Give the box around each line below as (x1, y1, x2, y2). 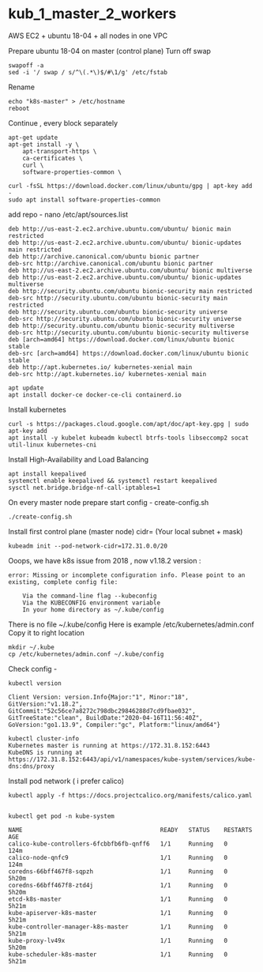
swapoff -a (8, 61, 44, 70)
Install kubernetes (8, 405, 67, 414)
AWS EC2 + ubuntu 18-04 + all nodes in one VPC (8, 31, 168, 40)
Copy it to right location (8, 627, 85, 637)
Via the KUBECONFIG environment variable (22, 598, 160, 607)
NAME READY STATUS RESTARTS (8, 826, 253, 834)
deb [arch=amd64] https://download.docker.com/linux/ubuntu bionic (8, 335, 235, 344)
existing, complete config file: (8, 578, 118, 586)
